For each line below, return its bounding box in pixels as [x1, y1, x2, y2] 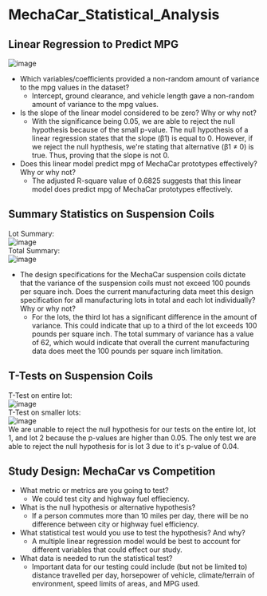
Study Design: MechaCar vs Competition [8, 465, 216, 479]
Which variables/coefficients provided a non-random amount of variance [19, 74, 260, 83]
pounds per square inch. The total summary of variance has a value [31, 329, 254, 339]
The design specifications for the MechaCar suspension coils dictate [19, 269, 246, 279]
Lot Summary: [8, 228, 54, 238]
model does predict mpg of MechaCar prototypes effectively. [31, 185, 233, 193]
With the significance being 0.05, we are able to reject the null [31, 117, 235, 125]
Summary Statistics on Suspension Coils [8, 208, 215, 221]
